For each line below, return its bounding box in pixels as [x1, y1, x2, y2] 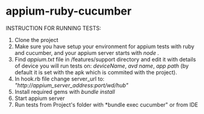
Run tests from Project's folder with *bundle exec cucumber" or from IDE [14, 101, 199, 108]
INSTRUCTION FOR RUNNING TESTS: [5, 24, 101, 32]
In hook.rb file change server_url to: [14, 75, 105, 82]
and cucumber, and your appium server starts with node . [14, 49, 159, 56]
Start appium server [14, 94, 65, 102]
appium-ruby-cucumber [5, 4, 132, 18]
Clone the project [14, 36, 59, 43]
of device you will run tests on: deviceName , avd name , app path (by [14, 62, 189, 69]
